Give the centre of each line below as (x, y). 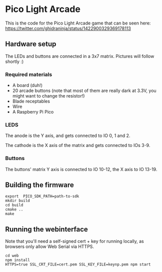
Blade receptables (31, 101)
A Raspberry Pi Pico (33, 112)
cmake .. (14, 209)
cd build (14, 205)
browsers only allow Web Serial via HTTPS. (49, 246)
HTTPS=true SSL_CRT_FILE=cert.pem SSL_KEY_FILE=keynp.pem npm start (78, 264)
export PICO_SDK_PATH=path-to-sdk (42, 196)
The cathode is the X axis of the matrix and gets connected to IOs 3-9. (78, 145)
